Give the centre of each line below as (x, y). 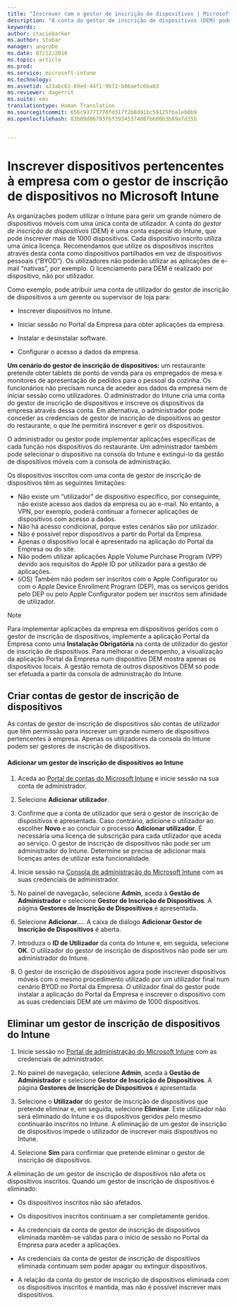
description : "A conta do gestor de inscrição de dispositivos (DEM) (112, 20)
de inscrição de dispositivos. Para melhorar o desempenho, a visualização (115, 651)
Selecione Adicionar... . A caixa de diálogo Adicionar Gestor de (110, 921)
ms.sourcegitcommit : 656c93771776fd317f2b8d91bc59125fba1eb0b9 (102, 112)
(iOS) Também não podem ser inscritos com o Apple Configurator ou (117, 579)
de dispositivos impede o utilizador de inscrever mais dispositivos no (117, 1132)
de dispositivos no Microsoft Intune (113, 196)
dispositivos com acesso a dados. (67, 519)
